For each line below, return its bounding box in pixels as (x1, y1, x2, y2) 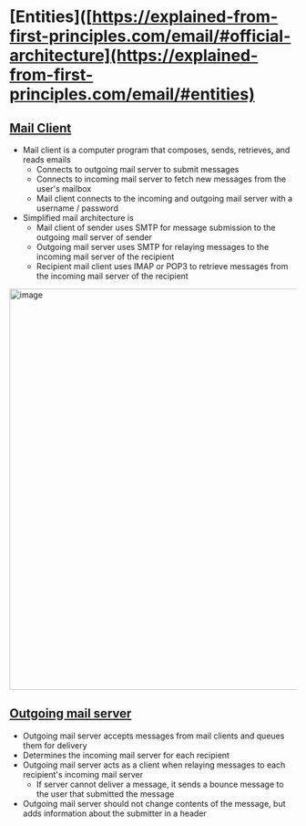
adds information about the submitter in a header (22, 808, 207, 819)
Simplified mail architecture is (22, 213, 134, 223)
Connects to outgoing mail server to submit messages (36, 164, 240, 174)
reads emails (22, 154, 71, 165)
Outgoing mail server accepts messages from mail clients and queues (22, 730, 285, 741)
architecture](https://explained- (9, 46, 259, 66)
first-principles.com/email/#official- (9, 26, 291, 47)
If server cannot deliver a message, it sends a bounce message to (36, 779, 284, 789)
